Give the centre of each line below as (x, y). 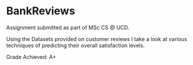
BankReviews (41, 11)
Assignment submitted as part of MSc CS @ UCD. (68, 27)
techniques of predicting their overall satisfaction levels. (76, 45)
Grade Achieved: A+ (31, 57)
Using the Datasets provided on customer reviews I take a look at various (97, 39)
